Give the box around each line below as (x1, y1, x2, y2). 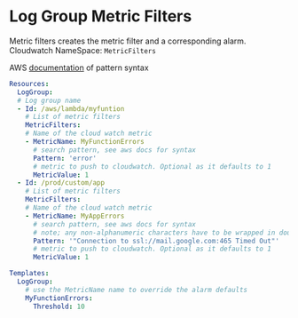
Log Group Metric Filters (9, 6, 192, 27)
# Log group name (17, 96, 82, 105)
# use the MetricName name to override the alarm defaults (25, 285, 248, 294)
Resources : (9, 79, 50, 88)
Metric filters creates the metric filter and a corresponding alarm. (9, 36, 247, 46)
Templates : (9, 269, 50, 278)
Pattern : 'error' (32, 154, 98, 163)
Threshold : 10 (32, 302, 86, 311)
